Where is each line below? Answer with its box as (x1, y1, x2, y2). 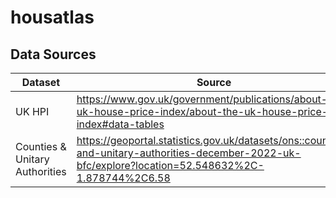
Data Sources (10, 46, 97, 63)
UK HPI (15, 105, 50, 118)
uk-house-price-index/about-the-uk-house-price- (76, 105, 329, 118)
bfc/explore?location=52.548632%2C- (76, 159, 265, 172)
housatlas (10, 6, 95, 29)
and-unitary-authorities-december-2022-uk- (76, 146, 302, 160)
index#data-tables (76, 117, 165, 131)
